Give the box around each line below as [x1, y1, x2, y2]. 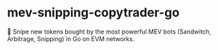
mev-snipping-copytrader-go [7, 5, 180, 21]
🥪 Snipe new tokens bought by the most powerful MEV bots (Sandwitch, [7, 27, 212, 36]
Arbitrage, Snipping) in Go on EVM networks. [7, 34, 135, 42]
